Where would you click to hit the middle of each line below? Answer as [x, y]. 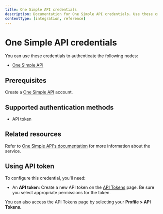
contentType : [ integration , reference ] [45, 18]
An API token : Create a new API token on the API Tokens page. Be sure [83, 187]
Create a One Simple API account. [39, 92]
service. [13, 151]
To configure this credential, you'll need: [45, 178]
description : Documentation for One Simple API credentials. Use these [79, 14]
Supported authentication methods [59, 107]
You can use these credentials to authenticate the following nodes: [72, 56]
